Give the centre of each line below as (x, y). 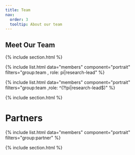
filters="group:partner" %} (33, 138)
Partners (24, 118)
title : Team (18, 10)
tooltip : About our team (36, 24)
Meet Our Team (30, 45)
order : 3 (19, 19)
